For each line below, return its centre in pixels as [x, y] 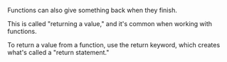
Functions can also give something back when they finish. [93, 10]
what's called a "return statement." [58, 52]
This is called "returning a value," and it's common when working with [110, 24]
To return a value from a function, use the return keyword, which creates [114, 45]
